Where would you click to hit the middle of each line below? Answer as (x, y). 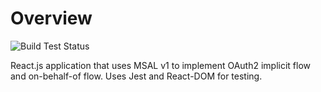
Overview (51, 18)
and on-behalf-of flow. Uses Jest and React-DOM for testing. (136, 76)
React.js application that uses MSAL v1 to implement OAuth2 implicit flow (161, 65)
